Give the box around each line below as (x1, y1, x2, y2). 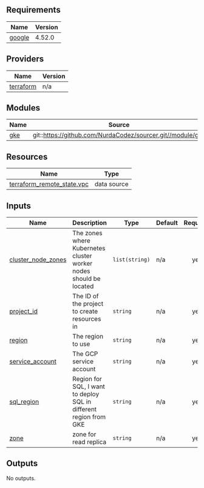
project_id (9, 307, 38, 315)
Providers (6, 54, 44, 64)
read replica (72, 438, 107, 446)
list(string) (112, 256, 151, 263)
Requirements (6, 5, 61, 15)
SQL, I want (72, 382, 105, 391)
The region (72, 332, 104, 341)
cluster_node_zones (9, 255, 67, 264)
